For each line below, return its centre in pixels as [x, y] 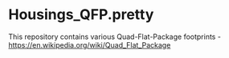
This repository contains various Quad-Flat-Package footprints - [115, 37]
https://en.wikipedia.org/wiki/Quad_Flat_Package [90, 44]
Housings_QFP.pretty [81, 15]
